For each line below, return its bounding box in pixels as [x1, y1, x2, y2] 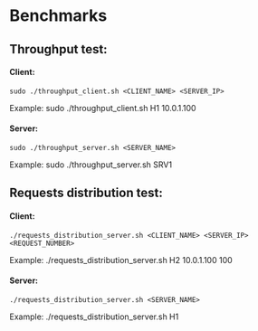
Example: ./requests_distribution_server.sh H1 [9, 311, 179, 322]
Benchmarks [9, 5, 108, 26]
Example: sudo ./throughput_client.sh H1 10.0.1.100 [9, 102, 196, 113]
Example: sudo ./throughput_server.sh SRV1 [9, 159, 173, 170]
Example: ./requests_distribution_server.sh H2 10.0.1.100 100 [9, 254, 233, 265]
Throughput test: [9, 42, 108, 57]
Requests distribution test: [9, 185, 163, 201]
